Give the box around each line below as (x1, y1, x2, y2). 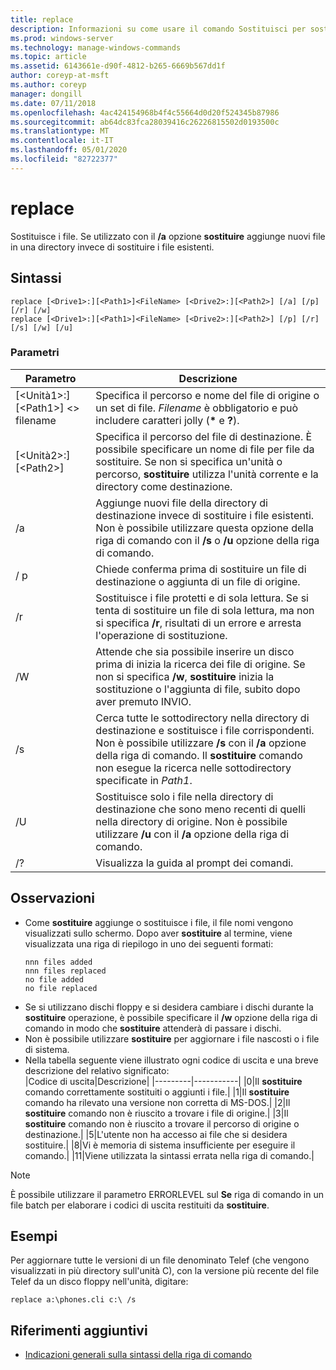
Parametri (10, 346, 60, 360)
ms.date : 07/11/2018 (10, 98, 97, 108)
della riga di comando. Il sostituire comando (95, 748, 303, 762)
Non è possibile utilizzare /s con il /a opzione (95, 736, 307, 750)
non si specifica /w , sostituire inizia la (95, 669, 275, 683)
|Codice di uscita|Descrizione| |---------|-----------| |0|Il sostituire (24, 1075, 303, 1087)
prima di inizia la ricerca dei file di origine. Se (95, 657, 306, 671)
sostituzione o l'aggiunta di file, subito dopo (95, 682, 301, 696)
